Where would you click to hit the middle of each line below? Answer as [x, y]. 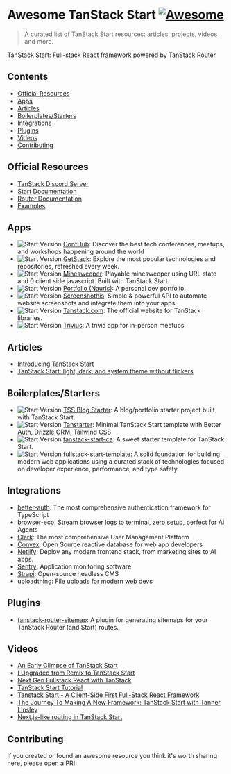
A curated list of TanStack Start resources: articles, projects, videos [121, 34]
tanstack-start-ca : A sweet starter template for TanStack [144, 439]
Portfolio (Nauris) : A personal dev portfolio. [125, 289]
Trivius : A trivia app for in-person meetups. [125, 326]
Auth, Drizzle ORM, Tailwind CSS [64, 432]
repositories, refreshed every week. [68, 267]
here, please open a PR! [41, 763]
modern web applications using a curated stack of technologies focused [121, 461]
